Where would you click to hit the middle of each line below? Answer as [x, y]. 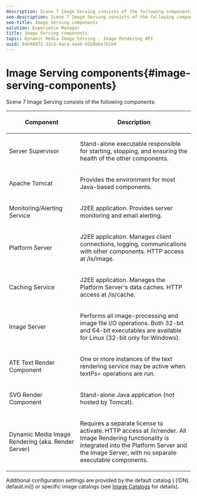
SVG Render [26, 395]
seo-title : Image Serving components [52, 22]
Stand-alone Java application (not [127, 395]
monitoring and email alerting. [121, 215]
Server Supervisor [34, 151]
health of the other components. [124, 158]
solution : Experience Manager [43, 28]
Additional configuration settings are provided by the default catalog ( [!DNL [98, 480]
